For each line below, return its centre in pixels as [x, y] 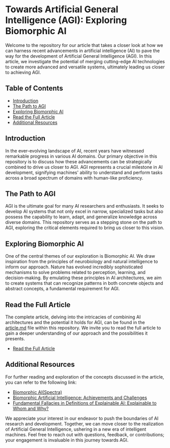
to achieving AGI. [23, 72]
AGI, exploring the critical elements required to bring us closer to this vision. [85, 228]
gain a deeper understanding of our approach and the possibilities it [77, 333]
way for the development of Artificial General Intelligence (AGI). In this [79, 56]
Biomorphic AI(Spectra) [37, 392]
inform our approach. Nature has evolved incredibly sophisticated [74, 267]
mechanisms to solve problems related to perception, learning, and [76, 272]
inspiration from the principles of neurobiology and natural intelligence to [82, 262]
